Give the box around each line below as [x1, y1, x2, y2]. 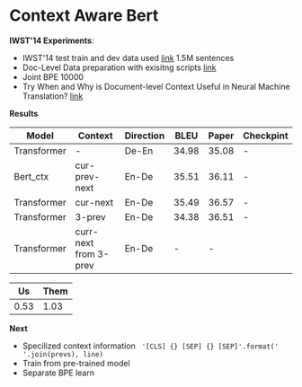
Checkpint [242, 129, 289, 142]
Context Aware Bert [9, 5, 159, 26]
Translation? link [22, 91, 84, 101]
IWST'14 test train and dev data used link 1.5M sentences [22, 52, 235, 63]
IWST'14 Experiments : [9, 35, 94, 46]
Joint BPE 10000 [22, 71, 84, 82]
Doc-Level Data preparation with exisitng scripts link [22, 62, 218, 73]
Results [9, 108, 39, 119]
